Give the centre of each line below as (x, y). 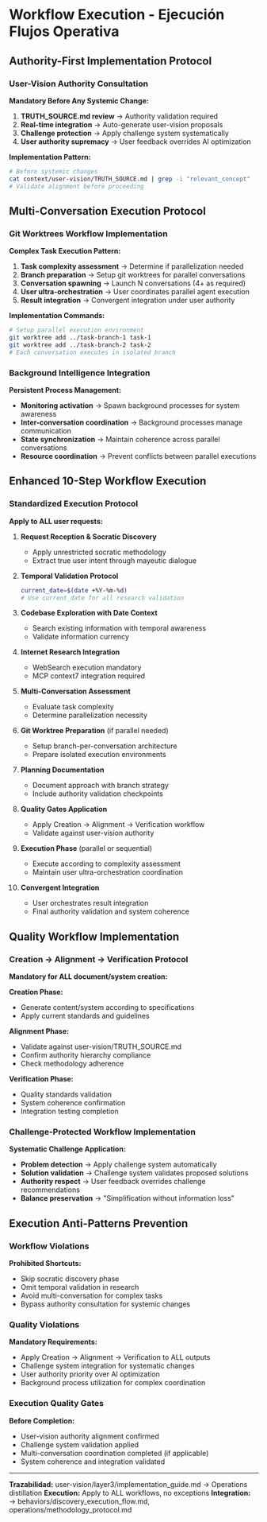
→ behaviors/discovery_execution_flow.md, (79, 1501)
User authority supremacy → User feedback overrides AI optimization (136, 142)
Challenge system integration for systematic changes (107, 1366)
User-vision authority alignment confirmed (90, 1436)
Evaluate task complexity (73, 707)
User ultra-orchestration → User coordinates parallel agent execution (135, 292)
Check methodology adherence (72, 1064)
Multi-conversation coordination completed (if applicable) (114, 1453)
